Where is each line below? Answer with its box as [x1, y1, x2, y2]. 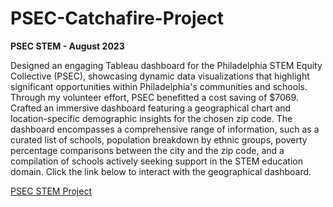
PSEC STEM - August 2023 [10, 40, 125, 52]
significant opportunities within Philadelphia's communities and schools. [10, 80, 308, 92]
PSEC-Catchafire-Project [10, 7, 224, 30]
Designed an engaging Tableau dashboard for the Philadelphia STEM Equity [10, 59, 323, 71]
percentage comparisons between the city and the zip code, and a [10, 144, 285, 156]
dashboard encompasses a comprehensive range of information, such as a [10, 123, 320, 135]
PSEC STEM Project [10, 185, 92, 197]
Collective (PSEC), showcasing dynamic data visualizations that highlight [10, 70, 310, 82]
